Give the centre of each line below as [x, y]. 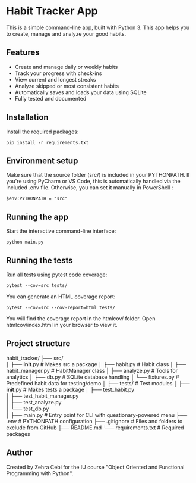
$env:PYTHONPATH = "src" [37, 199]
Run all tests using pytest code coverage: [57, 275]
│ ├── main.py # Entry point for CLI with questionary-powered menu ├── [97, 415]
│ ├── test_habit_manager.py [42, 396]
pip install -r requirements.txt [48, 142]
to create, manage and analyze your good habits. [66, 33]
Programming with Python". [40, 473]
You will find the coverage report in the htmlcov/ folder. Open [81, 319]
